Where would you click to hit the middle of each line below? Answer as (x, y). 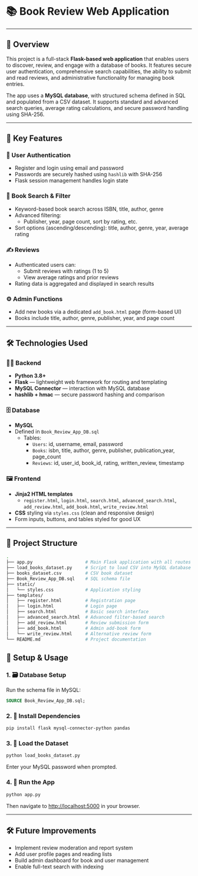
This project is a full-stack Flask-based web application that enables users (98, 59)
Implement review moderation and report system (74, 848)
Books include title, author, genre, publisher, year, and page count (95, 318)
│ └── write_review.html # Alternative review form (79, 633)
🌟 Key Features (34, 139)
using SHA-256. (25, 114)
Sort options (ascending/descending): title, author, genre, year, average (101, 228)
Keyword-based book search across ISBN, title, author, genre (89, 209)
